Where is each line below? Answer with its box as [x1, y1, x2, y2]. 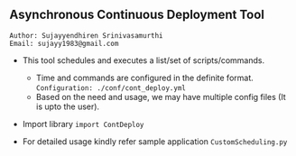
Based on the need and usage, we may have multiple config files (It [35, 91, 286, 102]
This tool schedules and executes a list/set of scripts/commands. [22, 54, 264, 66]
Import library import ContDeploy [22, 118, 144, 129]
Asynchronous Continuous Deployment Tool [9, 7, 264, 23]
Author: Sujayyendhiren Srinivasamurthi [9, 31, 164, 40]
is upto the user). [35, 101, 100, 112]
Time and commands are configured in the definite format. [35, 72, 254, 83]
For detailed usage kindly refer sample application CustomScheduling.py [22, 135, 288, 147]
